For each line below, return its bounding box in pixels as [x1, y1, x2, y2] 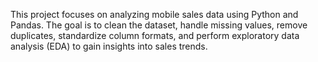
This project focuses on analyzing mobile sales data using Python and [10, 9, 299, 20]
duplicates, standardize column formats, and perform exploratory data [10, 30, 300, 41]
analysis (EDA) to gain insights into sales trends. [10, 40, 208, 52]
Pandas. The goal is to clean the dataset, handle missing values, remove [10, 19, 308, 31]
